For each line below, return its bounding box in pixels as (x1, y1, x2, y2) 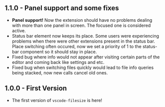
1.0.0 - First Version (4, 84, 67, 93)
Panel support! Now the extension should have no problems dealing (11, 17, 153, 23)
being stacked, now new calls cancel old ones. (11, 69, 108, 76)
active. (11, 27, 26, 34)
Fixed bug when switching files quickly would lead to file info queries (11, 64, 154, 70)
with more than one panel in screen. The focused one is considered (11, 22, 151, 28)
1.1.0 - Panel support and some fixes (4, 4, 119, 12)
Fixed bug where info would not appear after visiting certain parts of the (11, 54, 160, 60)
